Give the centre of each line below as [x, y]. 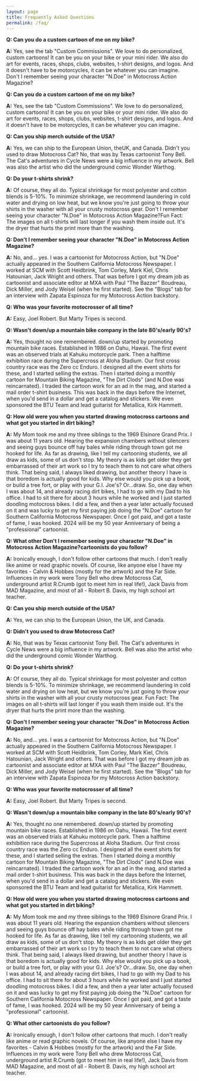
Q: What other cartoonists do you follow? [58, 1023]
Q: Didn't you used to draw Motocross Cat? [60, 632]
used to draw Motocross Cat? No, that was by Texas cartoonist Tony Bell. [96, 154]
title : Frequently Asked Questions [50, 17]
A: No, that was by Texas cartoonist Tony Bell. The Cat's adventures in [93, 643]
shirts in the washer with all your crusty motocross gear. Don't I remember [97, 209]
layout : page [22, 12]
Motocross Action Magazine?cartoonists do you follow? [77, 547]
